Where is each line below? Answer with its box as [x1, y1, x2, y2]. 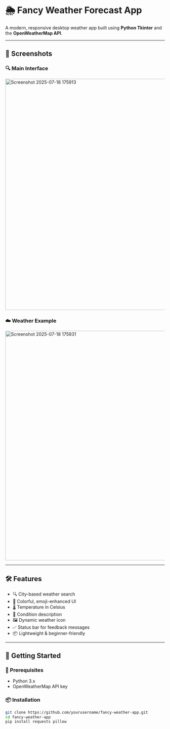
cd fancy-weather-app [5, 714, 51, 719]
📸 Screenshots [5, 50, 53, 58]
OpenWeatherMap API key [12, 683, 68, 690]
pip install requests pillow [5, 719, 67, 724]
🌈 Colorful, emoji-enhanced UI [12, 598, 76, 604]
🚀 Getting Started [5, 652, 61, 660]
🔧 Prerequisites [5, 667, 44, 674]
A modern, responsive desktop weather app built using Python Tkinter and [5, 24, 162, 31]
